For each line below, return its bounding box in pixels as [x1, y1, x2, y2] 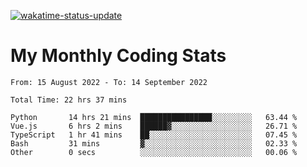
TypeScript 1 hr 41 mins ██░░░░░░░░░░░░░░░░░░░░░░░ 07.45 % [10, 130, 298, 140]
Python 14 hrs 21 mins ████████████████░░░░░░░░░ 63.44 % [10, 112, 298, 122]
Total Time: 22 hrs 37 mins [10, 95, 128, 105]
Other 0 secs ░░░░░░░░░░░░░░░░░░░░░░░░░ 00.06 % [10, 147, 298, 157]
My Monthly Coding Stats [10, 45, 227, 67]
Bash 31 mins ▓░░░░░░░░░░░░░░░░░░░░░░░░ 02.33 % [10, 138, 298, 149]
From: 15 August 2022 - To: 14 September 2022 [10, 77, 208, 87]
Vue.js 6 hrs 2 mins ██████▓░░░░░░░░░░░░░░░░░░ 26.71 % [10, 121, 298, 131]
